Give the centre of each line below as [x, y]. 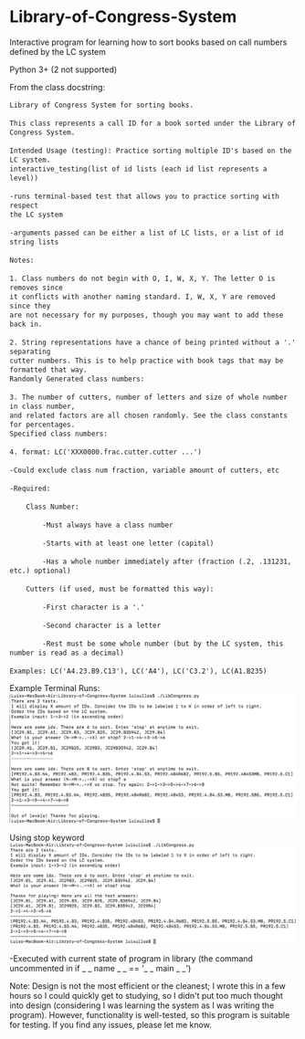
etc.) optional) [40, 571]
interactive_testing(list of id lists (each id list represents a [138, 169]
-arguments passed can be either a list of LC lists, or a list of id [147, 233]
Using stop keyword [47, 837]
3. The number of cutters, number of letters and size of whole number [148, 397]
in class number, [42, 406]
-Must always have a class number [108, 525]
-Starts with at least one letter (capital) [128, 543]
